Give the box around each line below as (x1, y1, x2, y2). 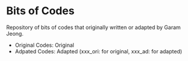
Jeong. (6, 30, 24, 37)
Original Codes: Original (14, 41, 74, 49)
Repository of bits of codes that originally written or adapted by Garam (6, 24, 181, 31)
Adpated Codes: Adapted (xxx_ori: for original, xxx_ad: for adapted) (14, 47, 183, 54)
